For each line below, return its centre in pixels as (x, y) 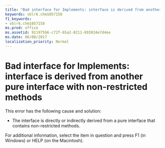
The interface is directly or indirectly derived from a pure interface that (84, 120)
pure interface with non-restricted (76, 87)
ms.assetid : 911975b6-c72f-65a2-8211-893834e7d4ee (58, 32)
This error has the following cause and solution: (53, 111)
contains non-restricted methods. (46, 125)
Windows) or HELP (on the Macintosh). (44, 140)
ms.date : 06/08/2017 (26, 37)
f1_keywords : (18, 19)
